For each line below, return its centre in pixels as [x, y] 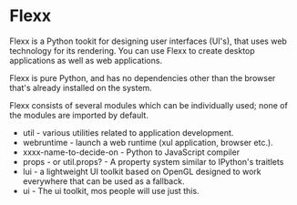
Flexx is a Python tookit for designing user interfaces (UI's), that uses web [148, 41]
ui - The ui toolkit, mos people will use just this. [111, 190]
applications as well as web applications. [86, 60]
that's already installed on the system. [81, 87]
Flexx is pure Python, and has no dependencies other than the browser [143, 77]
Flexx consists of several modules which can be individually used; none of [149, 105]
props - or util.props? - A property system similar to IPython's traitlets [153, 161]
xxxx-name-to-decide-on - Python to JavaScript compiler [131, 152]
